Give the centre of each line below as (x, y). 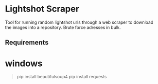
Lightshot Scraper (42, 9)
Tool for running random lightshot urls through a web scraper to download (79, 22)
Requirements (27, 43)
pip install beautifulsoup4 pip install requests (62, 77)
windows (24, 63)
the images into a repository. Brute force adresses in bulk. (63, 27)
